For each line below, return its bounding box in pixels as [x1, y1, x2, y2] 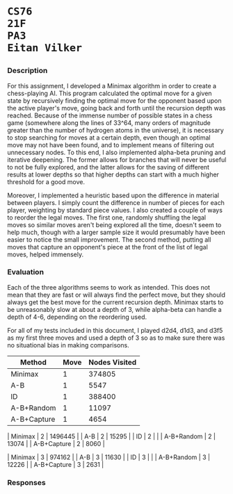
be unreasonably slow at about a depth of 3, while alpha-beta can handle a [7, 305, 222, 313]
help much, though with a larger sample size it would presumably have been [7, 228, 226, 236]
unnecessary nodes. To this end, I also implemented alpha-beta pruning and [7, 148, 226, 156]
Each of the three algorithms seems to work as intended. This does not [7, 283, 211, 291]
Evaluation [7, 267, 44, 277]
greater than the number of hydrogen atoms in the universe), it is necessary [7, 126, 224, 134]
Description [7, 66, 48, 76]
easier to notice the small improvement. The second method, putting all [7, 235, 211, 244]
